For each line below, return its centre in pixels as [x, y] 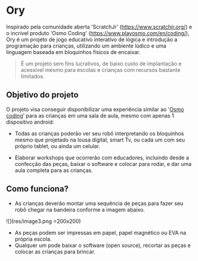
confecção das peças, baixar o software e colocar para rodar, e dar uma [103, 163]
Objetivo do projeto [42, 95]
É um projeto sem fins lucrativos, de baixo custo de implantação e [101, 64]
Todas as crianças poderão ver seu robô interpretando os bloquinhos [99, 133]
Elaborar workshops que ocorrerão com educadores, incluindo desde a [102, 158]
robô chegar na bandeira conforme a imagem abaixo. [80, 209]
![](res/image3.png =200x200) [44, 221]
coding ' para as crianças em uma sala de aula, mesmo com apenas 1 [90, 115]
